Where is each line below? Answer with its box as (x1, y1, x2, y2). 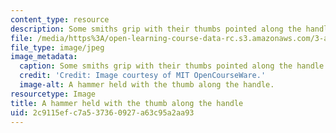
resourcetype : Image (10, 89, 97, 99)
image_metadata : (10, 52, 78, 62)
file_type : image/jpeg (10, 42, 105, 53)
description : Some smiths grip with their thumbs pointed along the (10, 24, 302, 34)
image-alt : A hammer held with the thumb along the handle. (19, 80, 275, 90)
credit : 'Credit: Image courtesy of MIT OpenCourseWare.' (19, 71, 267, 81)
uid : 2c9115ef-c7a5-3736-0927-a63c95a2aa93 (10, 107, 195, 118)
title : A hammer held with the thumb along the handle (10, 98, 244, 108)
